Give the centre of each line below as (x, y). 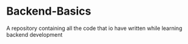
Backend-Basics (49, 11)
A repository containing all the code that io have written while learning (94, 28)
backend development (34, 34)
